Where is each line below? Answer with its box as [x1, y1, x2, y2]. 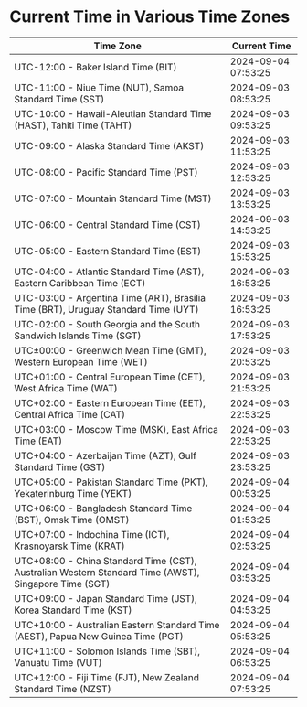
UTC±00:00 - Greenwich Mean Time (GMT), [14, 344, 207, 357]
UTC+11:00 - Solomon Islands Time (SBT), [14, 645, 201, 658]
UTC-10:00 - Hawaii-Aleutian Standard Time [14, 107, 212, 120]
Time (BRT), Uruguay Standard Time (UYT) [14, 303, 199, 316]
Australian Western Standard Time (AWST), [14, 565, 200, 578]
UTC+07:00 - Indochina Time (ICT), [14, 528, 170, 541]
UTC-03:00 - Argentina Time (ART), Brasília [14, 291, 206, 304]
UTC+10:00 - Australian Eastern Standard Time [14, 618, 220, 631]
